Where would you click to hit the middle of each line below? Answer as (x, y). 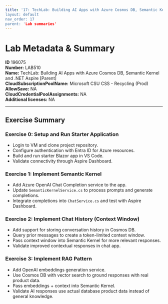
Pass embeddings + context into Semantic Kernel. (64, 285)
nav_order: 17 (20, 19)
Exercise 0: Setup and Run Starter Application (62, 134)
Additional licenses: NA (30, 99)
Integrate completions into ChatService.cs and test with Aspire (77, 201)
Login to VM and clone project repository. (55, 145)
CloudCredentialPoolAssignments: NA (46, 94)
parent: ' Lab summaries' (31, 24)
